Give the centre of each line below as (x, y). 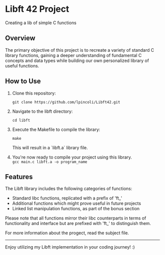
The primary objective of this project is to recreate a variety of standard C (80, 50)
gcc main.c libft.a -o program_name (50, 162)
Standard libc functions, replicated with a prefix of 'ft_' (67, 198)
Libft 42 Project (37, 9)
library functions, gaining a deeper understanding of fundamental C (73, 55)
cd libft (21, 120)
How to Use (23, 81)
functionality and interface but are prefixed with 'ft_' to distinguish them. (78, 223)
